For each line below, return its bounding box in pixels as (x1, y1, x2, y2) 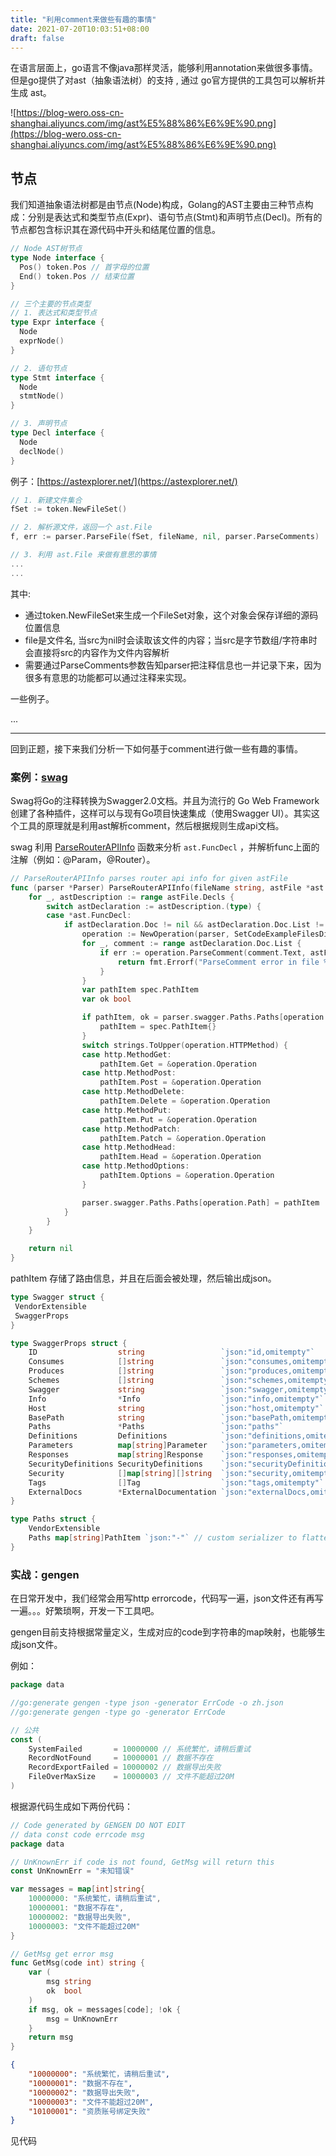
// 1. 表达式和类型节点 (10, 308, 98, 318)
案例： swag (10, 770, 68, 784)
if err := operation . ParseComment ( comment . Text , (99, 947, 307, 958)
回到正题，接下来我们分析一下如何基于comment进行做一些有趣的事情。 (10, 742, 303, 755)
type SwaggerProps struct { (10, 1338, 128, 1348)
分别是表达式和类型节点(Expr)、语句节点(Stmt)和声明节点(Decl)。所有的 (27, 211, 323, 223)
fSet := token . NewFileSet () (10, 504, 128, 515)
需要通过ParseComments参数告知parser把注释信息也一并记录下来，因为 (24, 659, 322, 671)
